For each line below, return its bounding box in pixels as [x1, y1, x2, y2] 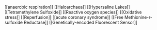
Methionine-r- [125, 15, 153, 20]
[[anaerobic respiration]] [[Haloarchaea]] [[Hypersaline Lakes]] [4, 4, 130, 10]
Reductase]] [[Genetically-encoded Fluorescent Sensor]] [23, 19, 138, 25]
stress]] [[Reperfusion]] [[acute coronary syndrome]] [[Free [4, 15, 124, 20]
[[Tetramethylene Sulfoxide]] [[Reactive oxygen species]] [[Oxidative [4, 9, 142, 15]
